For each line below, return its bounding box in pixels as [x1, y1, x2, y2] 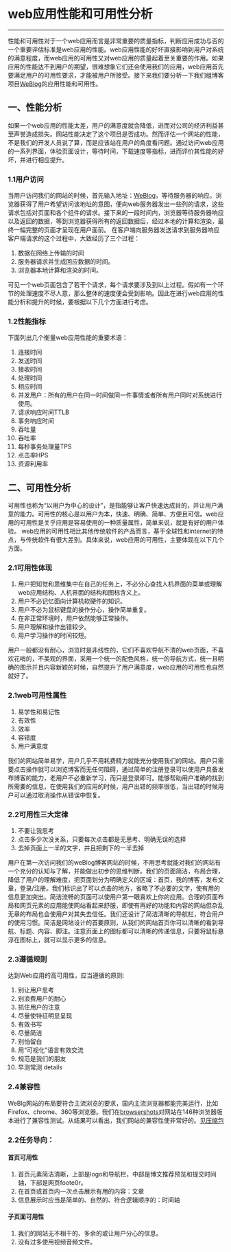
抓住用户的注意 [17, 1003, 60, 1012]
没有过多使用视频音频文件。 [17, 1238, 97, 1246]
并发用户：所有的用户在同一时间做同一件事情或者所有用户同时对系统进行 [17, 391, 222, 399]
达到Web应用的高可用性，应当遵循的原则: [8, 971, 125, 979]
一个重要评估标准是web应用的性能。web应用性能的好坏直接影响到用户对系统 [8, 45, 224, 54]
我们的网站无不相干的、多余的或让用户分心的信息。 [17, 1229, 162, 1237]
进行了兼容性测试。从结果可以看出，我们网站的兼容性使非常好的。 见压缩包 [13, 1116, 224, 1124]
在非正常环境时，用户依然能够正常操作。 [17, 614, 132, 622]
